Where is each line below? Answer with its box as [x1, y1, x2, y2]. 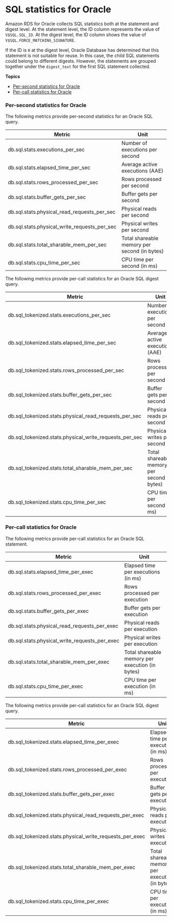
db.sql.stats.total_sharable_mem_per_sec [8, 241, 107, 248]
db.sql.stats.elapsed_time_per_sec [8, 164, 91, 171]
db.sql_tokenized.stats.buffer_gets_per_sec [8, 391, 112, 399]
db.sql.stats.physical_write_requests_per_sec [8, 223, 117, 230]
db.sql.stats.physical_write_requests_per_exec [8, 637, 119, 644]
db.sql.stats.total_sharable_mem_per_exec [8, 658, 110, 665]
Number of [121, 140, 147, 147]
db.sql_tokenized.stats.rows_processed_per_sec [8, 367, 124, 374]
